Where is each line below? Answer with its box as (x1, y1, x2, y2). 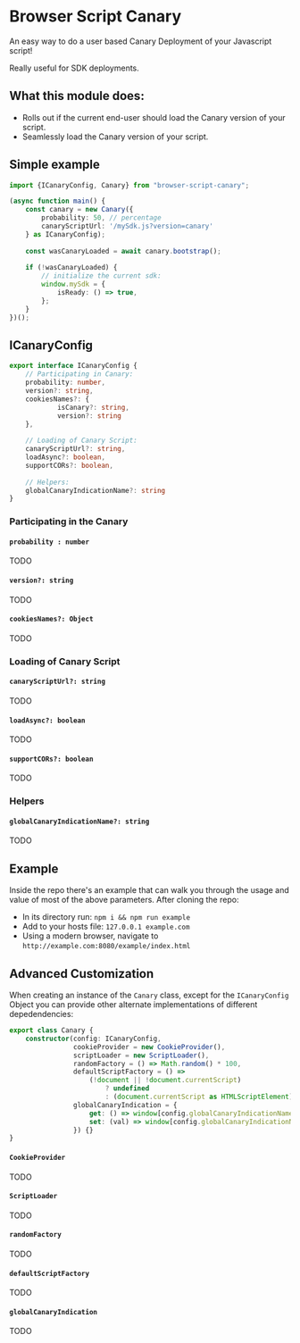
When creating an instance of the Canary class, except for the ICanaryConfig (9, 989, 289, 1001)
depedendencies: (9, 1009, 74, 1020)
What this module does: (9, 88, 145, 104)
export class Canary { (9, 1026, 94, 1035)
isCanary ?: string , (56, 403, 129, 412)
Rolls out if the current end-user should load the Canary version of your (21, 112, 286, 122)
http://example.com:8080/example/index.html (21, 942, 191, 951)
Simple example (9, 157, 101, 172)
